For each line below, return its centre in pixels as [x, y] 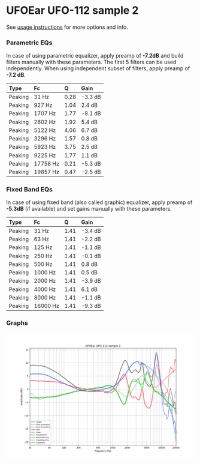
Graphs [17, 323]
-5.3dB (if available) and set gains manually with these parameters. [89, 209]
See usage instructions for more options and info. [67, 27]
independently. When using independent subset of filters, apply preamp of [98, 68]
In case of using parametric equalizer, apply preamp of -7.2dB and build [95, 56]
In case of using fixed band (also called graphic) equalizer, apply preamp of [99, 202]
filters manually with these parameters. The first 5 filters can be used [91, 62]
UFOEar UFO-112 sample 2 [72, 11]
